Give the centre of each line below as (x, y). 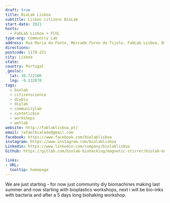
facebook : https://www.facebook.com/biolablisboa (59, 137)
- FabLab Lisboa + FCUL (35, 33)
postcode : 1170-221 (26, 52)
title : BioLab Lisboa (28, 15)
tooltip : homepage (29, 170)
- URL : (12, 165)
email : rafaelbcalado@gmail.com (39, 132)
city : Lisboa (19, 57)
